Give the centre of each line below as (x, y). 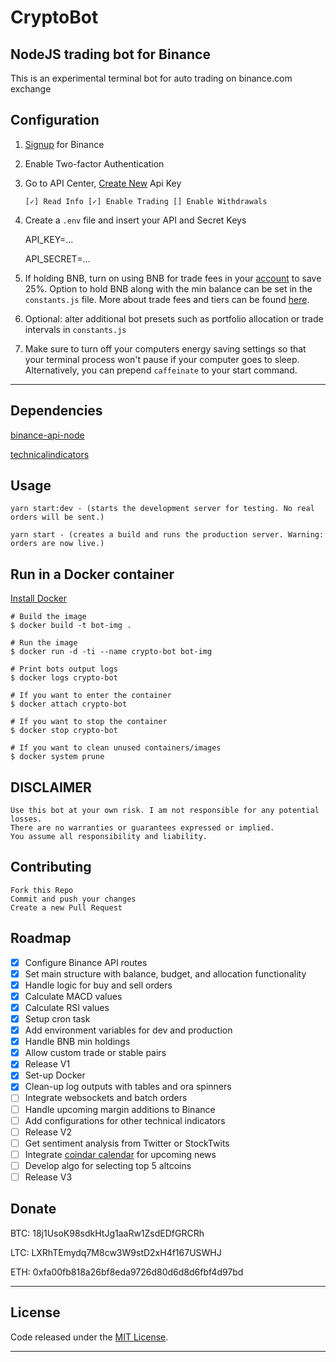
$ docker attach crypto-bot (69, 704)
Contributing (51, 867)
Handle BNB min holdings (77, 1042)
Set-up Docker (55, 1075)
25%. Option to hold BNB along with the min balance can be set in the (168, 288)
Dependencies (56, 411)
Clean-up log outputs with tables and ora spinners (128, 1087)
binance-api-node (47, 435)
